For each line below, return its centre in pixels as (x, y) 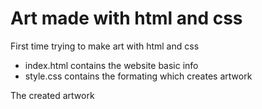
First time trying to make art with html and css (105, 46)
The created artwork (52, 95)
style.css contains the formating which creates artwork (138, 76)
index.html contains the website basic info (111, 65)
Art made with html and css (126, 18)
